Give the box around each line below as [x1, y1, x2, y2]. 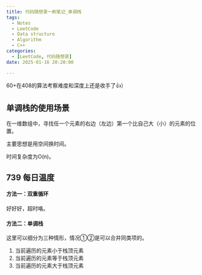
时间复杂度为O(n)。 [6, 153, 55, 160]
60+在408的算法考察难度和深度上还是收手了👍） [6, 82, 127, 89]
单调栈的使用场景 [6, 103, 70, 113]
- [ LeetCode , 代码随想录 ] [11, 54, 72, 60]
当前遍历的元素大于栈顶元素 [14, 262, 84, 270]
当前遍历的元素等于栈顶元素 [14, 255, 84, 262]
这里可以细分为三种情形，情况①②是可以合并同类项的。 [6, 234, 147, 241]
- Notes [11, 20, 31, 26]
